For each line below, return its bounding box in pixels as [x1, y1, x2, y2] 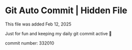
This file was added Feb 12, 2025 [5, 21, 72, 27]
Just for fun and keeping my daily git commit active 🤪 [5, 30, 112, 36]
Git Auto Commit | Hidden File [5, 5, 128, 16]
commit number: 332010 [5, 40, 55, 46]
